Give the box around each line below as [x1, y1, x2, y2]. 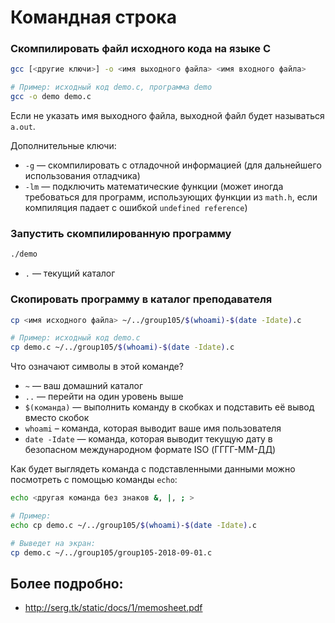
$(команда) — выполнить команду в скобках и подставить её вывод [24, 401, 315, 413]
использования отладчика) [24, 170, 141, 182]
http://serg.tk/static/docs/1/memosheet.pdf [24, 602, 203, 614]
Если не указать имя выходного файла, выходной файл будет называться [10, 110, 325, 122]
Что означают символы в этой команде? [10, 361, 184, 373]
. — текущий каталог [24, 267, 116, 280]
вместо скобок [24, 412, 90, 424]
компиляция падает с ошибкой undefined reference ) [24, 202, 248, 214]
